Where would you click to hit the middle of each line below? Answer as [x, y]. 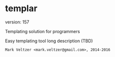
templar [21, 9]
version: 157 [17, 22]
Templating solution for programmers [43, 31]
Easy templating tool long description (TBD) [49, 41]
